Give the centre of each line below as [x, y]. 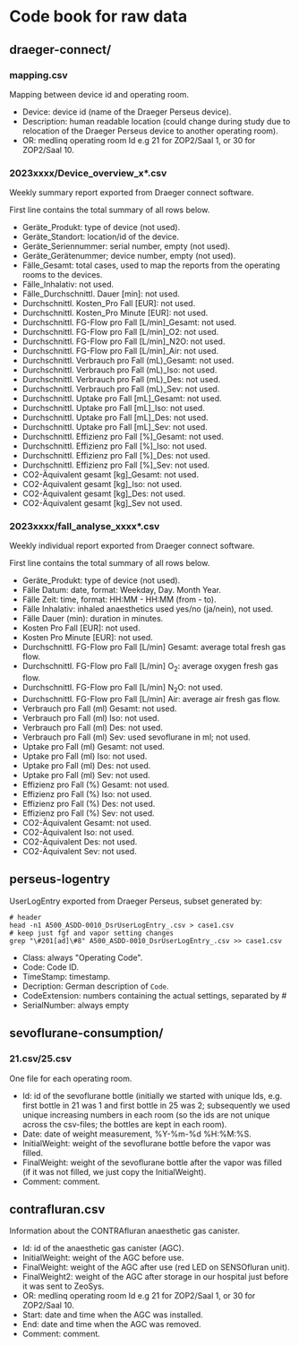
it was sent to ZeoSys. [63, 1286]
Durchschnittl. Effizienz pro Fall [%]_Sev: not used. [116, 465]
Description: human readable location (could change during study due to [156, 121]
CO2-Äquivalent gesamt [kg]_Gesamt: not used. [111, 475]
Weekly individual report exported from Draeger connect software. [132, 546]
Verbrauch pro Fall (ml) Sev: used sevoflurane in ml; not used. [136, 737]
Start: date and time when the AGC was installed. [112, 1315]
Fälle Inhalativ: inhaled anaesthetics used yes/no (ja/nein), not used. [148, 609]
